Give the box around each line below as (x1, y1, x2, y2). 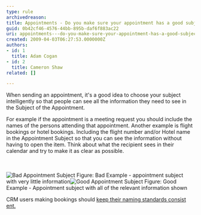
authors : (6, 42, 28, 48)
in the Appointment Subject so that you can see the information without (6, 135, 182, 142)
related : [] (6, 70, 36, 76)
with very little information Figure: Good (6, 178, 177, 185)
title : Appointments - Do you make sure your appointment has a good (6, 20, 184, 26)
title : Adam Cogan (11, 53, 58, 59)
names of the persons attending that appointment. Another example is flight (6, 122, 193, 129)
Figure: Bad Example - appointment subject (77, 171, 184, 179)
